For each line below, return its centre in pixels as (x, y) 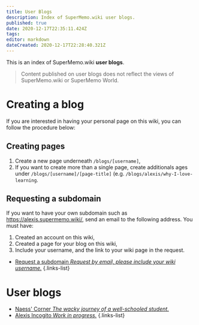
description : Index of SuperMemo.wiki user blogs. (71, 17)
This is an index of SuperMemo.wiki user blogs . (65, 62)
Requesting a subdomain (54, 199)
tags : (13, 34)
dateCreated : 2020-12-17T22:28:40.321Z (56, 46)
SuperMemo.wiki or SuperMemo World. (70, 80)
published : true (26, 23)
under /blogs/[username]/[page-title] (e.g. (70, 173)
